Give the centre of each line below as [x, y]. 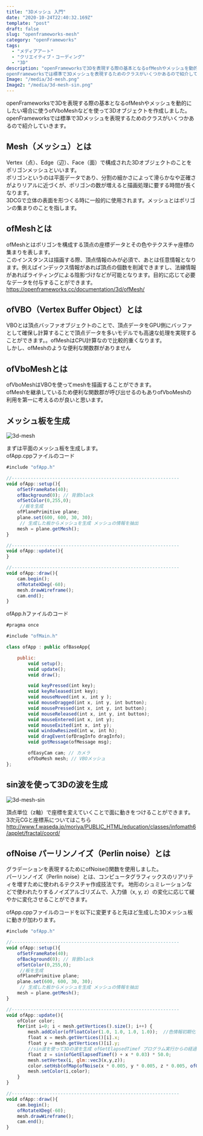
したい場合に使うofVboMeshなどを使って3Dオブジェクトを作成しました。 [98, 111]
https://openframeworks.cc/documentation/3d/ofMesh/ [76, 289]
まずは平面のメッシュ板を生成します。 [54, 448]
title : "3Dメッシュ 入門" [36, 12]
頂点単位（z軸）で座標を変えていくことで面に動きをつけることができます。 [100, 812]
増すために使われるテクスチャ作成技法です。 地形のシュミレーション [101, 884]
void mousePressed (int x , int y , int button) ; [88, 708]
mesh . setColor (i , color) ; [59, 1072]
